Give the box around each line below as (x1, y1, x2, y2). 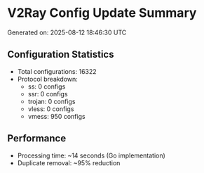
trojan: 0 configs (27, 97, 76, 105)
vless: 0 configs (27, 104, 74, 113)
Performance (7, 132, 67, 145)
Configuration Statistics (7, 49, 114, 60)
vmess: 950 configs (27, 112, 86, 120)
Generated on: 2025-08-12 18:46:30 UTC (7, 28, 127, 37)
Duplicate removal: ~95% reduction (17, 158, 121, 167)
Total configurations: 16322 (17, 67, 97, 75)
